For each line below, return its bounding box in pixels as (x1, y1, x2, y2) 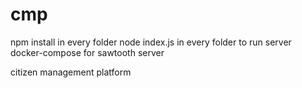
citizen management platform (10, 66, 132, 78)
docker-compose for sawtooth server (10, 46, 165, 58)
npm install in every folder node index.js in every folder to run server (10, 36, 292, 48)
